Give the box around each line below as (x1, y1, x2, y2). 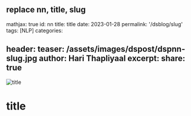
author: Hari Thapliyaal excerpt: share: (38, 54, 186, 64)
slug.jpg (6, 54, 37, 64)
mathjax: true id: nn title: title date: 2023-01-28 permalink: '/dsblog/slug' (6, 20, 183, 27)
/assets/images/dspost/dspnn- (66, 44, 186, 54)
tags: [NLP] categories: (6, 27, 63, 34)
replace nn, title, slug (6, 5, 86, 15)
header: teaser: (6, 44, 65, 54)
